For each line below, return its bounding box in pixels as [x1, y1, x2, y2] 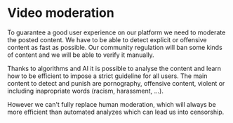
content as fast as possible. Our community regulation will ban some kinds [7, 43, 222, 51]
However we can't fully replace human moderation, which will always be [7, 100, 216, 108]
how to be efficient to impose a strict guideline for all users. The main [7, 72, 208, 80]
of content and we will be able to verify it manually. [7, 51, 154, 59]
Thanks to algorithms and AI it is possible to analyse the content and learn [7, 64, 222, 72]
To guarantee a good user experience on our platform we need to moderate [7, 28, 226, 37]
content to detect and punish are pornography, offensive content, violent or [7, 79, 225, 87]
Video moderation [7, 5, 114, 21]
